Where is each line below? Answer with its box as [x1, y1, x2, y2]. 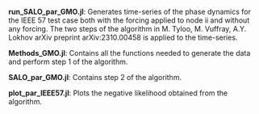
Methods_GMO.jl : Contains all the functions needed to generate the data [8, 49, 251, 57]
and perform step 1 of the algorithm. [8, 57, 128, 66]
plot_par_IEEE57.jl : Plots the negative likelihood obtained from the [8, 88, 228, 98]
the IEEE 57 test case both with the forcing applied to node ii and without [8, 15, 250, 25]
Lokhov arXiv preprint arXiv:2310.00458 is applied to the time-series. [8, 32, 238, 42]
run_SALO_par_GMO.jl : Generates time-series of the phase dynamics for [8, 7, 252, 16]
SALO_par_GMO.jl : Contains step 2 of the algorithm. [8, 73, 182, 82]
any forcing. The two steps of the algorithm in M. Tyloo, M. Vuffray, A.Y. [8, 24, 247, 33]
